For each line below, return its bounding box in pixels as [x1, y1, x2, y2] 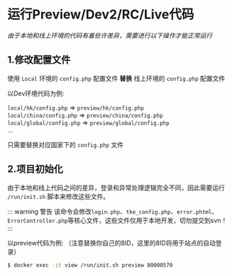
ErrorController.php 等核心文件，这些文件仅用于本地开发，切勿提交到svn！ [7, 216, 228, 224]
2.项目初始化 [7, 163, 64, 176]
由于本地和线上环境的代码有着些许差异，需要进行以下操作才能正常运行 [7, 31, 213, 40]
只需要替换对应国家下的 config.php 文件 [7, 140, 124, 149]
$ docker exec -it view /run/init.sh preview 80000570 [7, 261, 173, 269]
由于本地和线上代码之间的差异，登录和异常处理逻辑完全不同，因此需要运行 [7, 183, 225, 192]
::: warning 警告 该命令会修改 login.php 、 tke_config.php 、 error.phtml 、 [7, 207, 219, 216]
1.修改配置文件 [7, 54, 71, 66]
